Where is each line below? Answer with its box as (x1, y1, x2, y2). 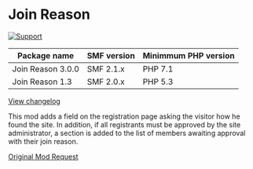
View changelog (8, 96, 60, 105)
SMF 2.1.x (86, 63, 125, 74)
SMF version (86, 50, 135, 61)
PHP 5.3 (142, 76, 174, 87)
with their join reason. (8, 136, 79, 146)
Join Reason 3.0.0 (12, 63, 80, 74)
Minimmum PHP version (142, 50, 235, 61)
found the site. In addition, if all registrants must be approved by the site (8, 119, 241, 129)
